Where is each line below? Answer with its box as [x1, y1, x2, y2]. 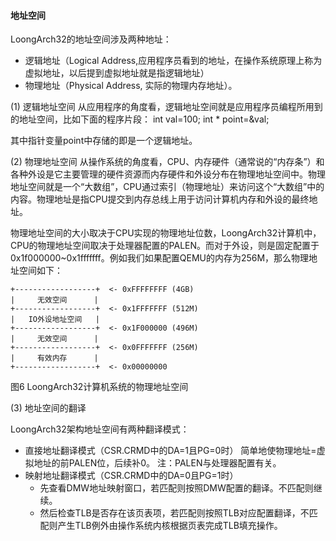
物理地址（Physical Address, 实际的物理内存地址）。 [24, 80, 238, 92]
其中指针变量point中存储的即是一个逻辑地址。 [10, 135, 198, 147]
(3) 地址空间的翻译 [10, 402, 87, 414]
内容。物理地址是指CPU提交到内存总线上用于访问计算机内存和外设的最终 [10, 193, 310, 205]
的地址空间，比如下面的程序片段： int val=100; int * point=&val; [10, 113, 270, 125]
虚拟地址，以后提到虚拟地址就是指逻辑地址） [24, 67, 210, 79]
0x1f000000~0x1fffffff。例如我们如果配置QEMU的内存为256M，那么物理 [10, 252, 310, 264]
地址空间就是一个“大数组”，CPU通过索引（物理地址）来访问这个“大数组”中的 [10, 181, 325, 193]
